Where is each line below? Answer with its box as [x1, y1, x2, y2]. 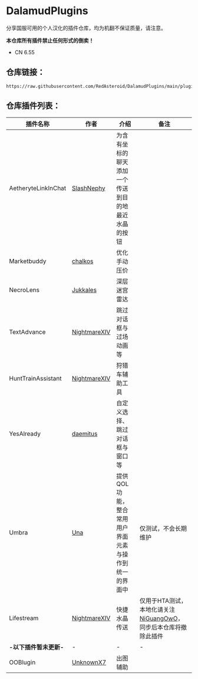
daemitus [71, 429, 98, 438]
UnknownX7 [71, 658, 107, 666]
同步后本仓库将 [139, 623, 181, 631]
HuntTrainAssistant [9, 374, 62, 382]
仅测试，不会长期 [139, 524, 187, 532]
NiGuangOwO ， [139, 614, 184, 622]
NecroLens [9, 286, 40, 294]
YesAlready [9, 429, 41, 438]
